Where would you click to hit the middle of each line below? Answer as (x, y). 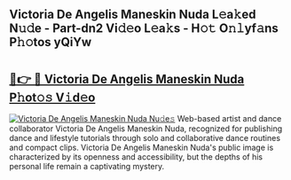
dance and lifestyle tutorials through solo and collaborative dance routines (145, 138)
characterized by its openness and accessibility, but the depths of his (136, 157)
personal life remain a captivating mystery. (87, 166)
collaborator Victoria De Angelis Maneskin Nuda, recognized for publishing (146, 129)
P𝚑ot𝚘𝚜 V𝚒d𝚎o (52, 97)
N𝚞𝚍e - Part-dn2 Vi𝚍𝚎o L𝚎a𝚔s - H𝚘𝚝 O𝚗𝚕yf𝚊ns (144, 29)
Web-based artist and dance (229, 118)
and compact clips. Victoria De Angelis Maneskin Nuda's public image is (142, 147)
